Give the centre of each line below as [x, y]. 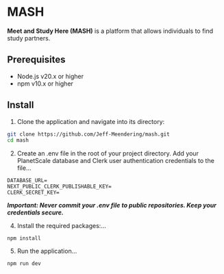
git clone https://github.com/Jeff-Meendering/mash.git [88, 134]
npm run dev [24, 264]
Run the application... [47, 251]
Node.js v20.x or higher [50, 76]
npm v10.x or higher [45, 84]
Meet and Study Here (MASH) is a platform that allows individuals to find [110, 31]
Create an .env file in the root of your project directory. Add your [108, 153]
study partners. [29, 38]
